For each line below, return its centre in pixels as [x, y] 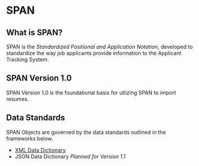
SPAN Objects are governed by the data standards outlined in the [86, 132]
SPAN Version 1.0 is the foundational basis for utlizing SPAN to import [91, 93]
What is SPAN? [35, 33]
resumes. [18, 99]
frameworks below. [30, 139]
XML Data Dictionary [40, 150]
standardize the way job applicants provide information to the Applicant [94, 53]
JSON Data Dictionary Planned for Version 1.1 [70, 156]
